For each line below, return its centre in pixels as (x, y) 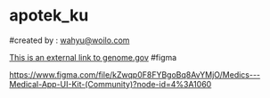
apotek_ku (49, 16)
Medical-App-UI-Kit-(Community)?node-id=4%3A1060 (110, 84)
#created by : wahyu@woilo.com (70, 40)
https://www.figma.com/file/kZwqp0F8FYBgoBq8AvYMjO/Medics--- (135, 74)
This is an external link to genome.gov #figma (93, 57)
